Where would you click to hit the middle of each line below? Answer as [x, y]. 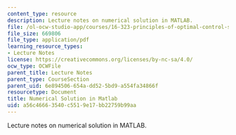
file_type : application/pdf [48, 40]
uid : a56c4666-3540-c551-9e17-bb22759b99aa [72, 105]
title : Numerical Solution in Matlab [63, 99]
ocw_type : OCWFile [34, 66]
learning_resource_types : [45, 46]
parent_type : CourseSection [48, 79]
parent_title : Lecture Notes [50, 72]
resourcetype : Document [42, 92]
